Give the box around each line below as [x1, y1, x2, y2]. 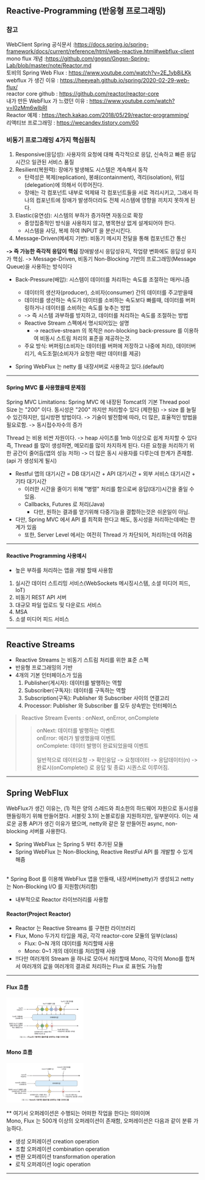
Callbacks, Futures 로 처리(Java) [24, 501, 105, 508]
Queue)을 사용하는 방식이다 [6, 262, 73, 270]
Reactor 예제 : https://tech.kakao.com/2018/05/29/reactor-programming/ [6, 111, 189, 118]
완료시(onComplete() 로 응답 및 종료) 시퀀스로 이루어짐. [36, 764, 170, 771]
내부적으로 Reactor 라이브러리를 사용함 [15, 896, 109, 903]
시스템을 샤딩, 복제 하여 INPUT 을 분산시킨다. [24, 226, 132, 234]
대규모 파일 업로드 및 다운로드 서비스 [15, 601, 102, 609]
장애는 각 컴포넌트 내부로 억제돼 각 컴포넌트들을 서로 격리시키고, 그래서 [24, 189, 192, 196]
